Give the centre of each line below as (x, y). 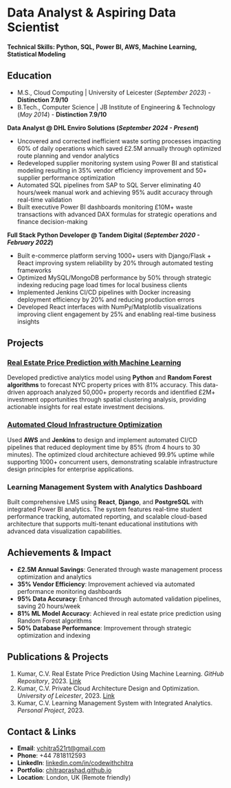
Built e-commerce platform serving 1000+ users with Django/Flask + (114, 256)
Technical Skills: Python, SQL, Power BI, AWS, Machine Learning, (102, 47)
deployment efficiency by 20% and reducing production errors (106, 299)
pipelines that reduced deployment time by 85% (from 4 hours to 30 (104, 447)
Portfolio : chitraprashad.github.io (64, 770)
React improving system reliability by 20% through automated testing (115, 262)
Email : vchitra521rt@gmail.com (61, 748)
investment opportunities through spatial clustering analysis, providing (107, 400)
